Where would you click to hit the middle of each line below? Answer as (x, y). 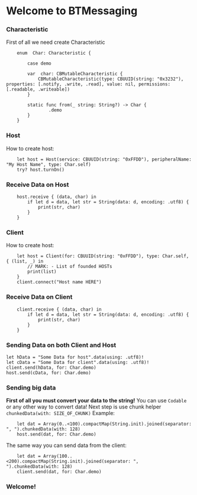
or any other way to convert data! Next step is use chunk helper (84, 407)
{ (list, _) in (25, 261)
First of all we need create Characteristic (56, 42)
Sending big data (31, 388)
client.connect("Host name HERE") (59, 282)
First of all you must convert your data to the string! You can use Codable (96, 401)
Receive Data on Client (39, 297)
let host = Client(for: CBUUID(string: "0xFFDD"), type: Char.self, (103, 256)
